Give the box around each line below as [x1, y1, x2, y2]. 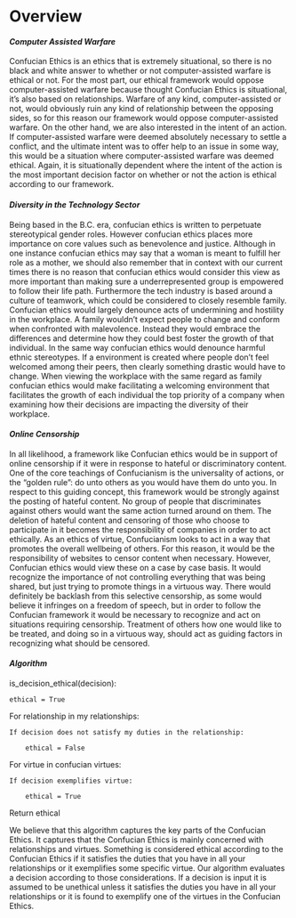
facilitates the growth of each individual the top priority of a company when [9, 389, 285, 400]
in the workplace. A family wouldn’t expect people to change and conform [9, 313, 280, 324]
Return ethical [9, 808, 60, 818]
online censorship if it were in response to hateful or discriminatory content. [9, 458, 287, 468]
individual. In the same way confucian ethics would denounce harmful [9, 342, 266, 353]
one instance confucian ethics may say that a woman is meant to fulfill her [9, 248, 282, 258]
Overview [9, 6, 83, 27]
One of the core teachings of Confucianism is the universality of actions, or [9, 467, 284, 478]
